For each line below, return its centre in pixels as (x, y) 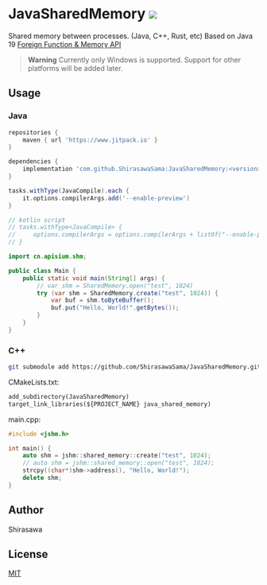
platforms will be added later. (75, 68)
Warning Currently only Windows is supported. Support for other (134, 60)
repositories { (33, 132)
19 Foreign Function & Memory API (65, 44)
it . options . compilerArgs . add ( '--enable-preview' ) (106, 198)
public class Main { (43, 271)
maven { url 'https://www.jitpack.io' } (90, 140)
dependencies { (33, 162)
